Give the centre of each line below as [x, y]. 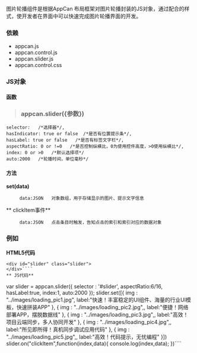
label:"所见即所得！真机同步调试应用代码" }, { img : [68, 329]
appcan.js [27, 46]
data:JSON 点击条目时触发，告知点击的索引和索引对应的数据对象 [90, 222]
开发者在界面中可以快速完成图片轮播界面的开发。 [81, 16]
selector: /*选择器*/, [36, 128]
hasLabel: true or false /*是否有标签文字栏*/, [65, 140]
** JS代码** [20, 275]
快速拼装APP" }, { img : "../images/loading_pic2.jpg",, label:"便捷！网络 [102, 307]
